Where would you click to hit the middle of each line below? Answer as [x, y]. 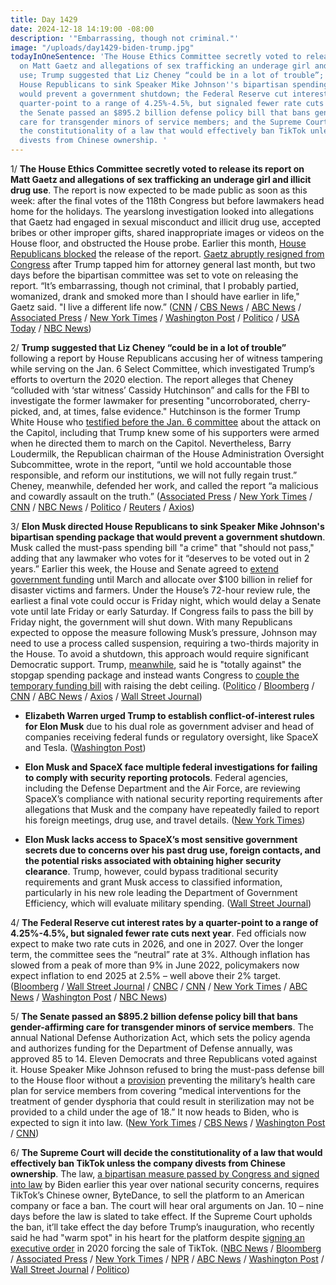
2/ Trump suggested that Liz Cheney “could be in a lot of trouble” [148, 347]
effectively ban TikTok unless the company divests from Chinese [148, 1163]
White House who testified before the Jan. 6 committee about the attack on [165, 422]
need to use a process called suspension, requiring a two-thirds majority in [165, 643]
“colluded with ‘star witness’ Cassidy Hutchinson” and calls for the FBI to [160, 390]
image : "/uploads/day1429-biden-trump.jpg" [102, 47]
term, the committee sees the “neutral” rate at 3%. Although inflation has [160, 954]
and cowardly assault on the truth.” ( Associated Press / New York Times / [161, 496]
